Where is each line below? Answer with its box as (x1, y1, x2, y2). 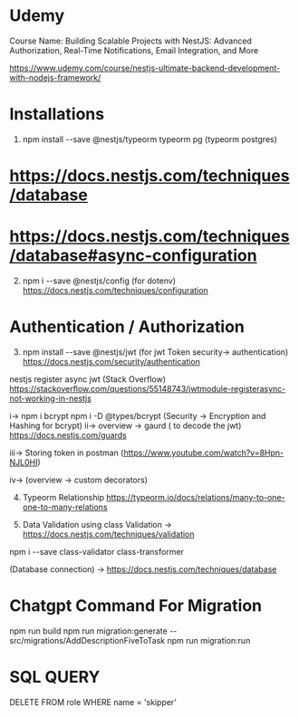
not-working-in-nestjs (9, 393, 92, 404)
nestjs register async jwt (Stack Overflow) (9, 373, 166, 385)
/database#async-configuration (9, 245, 257, 266)
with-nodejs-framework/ (9, 72, 101, 82)
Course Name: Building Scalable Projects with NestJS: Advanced (9, 35, 252, 46)
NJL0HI (9, 456, 38, 467)
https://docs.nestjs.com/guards (9, 429, 127, 440)
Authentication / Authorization (9, 317, 245, 338)
